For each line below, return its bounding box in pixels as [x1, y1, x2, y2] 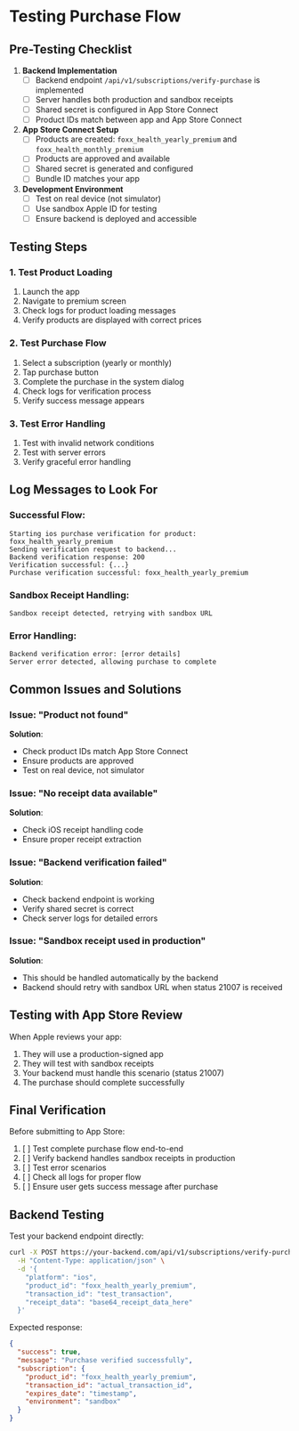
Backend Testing [9, 1207, 105, 1222]
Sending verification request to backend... [9, 545, 177, 554]
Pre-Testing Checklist [9, 42, 133, 57]
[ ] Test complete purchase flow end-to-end [21, 1143, 184, 1154]
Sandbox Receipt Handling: [9, 589, 130, 601]
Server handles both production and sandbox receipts [35, 94, 234, 105]
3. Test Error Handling [9, 417, 106, 429]
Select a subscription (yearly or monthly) [21, 357, 172, 368]
